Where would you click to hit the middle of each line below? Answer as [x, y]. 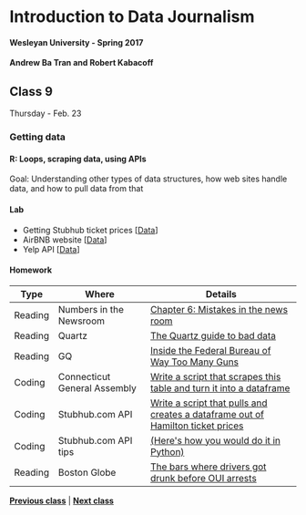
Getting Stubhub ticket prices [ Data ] [90, 230]
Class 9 [31, 92]
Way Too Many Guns [194, 362]
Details [221, 294]
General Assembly [97, 387]
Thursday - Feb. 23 [46, 113]
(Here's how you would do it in [215, 440]
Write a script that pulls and [209, 403]
